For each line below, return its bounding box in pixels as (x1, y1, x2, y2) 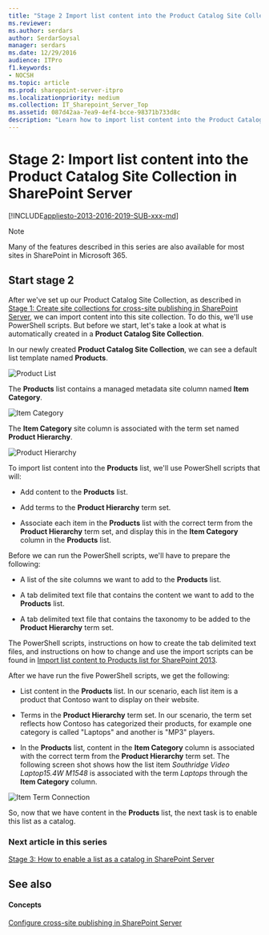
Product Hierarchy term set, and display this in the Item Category (19, 526, 239, 536)
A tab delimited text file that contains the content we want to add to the (19, 590, 255, 600)
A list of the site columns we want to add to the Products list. (19, 574, 222, 584)
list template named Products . (8, 353, 108, 363)
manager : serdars (8, 42, 66, 50)
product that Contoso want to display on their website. (19, 694, 200, 704)
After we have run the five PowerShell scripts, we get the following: (8, 670, 230, 680)
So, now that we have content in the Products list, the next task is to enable (8, 808, 258, 817)
